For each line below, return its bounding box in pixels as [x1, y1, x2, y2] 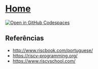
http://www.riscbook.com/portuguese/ [12, 47, 93, 53]
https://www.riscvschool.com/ [12, 58, 76, 64]
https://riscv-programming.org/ [12, 52, 78, 58]
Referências [5, 34, 44, 42]
